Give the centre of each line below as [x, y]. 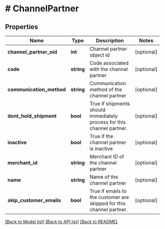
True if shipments [110, 104]
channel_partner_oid [32, 52]
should [97, 110]
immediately [104, 116]
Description [110, 41]
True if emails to [108, 191]
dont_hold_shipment [32, 116]
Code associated [109, 63]
